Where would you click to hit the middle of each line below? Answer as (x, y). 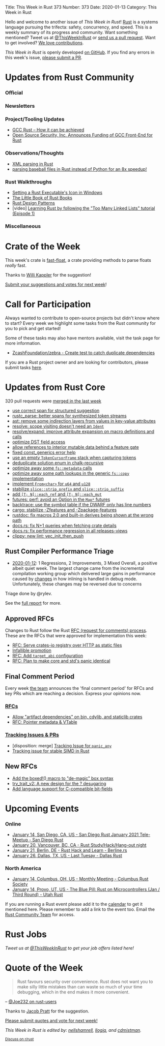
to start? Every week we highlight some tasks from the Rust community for (81, 323)
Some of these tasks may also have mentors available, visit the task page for (82, 338)
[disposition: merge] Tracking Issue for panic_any (62, 745)
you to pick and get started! (33, 328)
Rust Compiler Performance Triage (59, 551)
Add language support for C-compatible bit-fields (62, 789)
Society (20, 884)
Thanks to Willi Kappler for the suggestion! (48, 275)
